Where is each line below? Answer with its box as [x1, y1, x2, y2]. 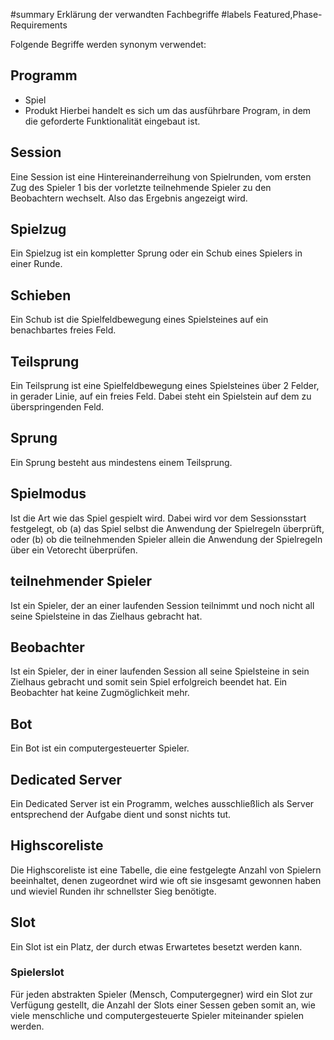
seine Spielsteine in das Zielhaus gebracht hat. [10, 610, 203, 622]
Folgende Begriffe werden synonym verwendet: [10, 39, 207, 50]
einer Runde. [10, 258, 63, 270]
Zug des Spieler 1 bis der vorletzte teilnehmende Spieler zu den [10, 181, 272, 193]
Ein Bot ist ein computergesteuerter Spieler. [10, 742, 190, 754]
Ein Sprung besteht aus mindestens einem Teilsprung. [10, 456, 233, 468]
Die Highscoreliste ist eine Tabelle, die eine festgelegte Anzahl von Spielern [10, 864, 322, 876]
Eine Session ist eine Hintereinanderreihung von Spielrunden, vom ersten [10, 170, 312, 183]
